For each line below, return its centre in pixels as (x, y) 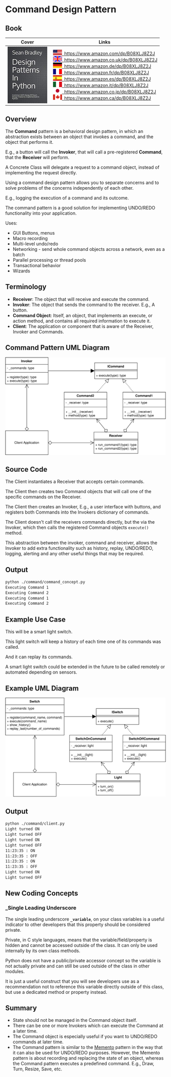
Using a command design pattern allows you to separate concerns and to (82, 183)
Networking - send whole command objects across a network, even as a (89, 249)
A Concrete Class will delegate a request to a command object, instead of (82, 167)
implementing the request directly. (41, 173)
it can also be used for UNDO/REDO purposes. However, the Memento (86, 1053)
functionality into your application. (41, 213)
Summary (21, 1008)
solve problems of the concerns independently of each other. (69, 188)
